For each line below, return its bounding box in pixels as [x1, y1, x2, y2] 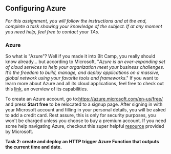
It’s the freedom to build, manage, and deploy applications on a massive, [5, 69, 160, 76]
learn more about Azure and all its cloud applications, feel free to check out [5, 81, 164, 87]
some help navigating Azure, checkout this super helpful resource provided [5, 123, 164, 129]
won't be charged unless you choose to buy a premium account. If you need [5, 118, 166, 124]
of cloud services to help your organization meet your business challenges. [5, 64, 165, 70]
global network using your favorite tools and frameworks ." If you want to [5, 75, 159, 81]
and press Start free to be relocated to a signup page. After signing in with [5, 101, 163, 107]
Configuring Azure [5, 4, 67, 13]
